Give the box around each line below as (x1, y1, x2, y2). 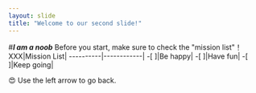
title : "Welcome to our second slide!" (8, 19, 142, 27)
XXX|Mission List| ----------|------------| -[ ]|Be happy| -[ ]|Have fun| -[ (8, 51, 248, 61)
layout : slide (8, 11, 56, 20)
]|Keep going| (8, 59, 54, 69)
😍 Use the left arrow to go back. (8, 75, 117, 85)
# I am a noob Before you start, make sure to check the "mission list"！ (8, 42, 243, 52)
